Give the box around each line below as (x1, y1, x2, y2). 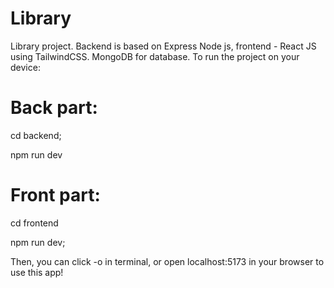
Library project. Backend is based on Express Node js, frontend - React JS (10, 40, 317, 52)
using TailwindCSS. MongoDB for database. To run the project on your (10, 50, 300, 62)
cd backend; (10, 129, 62, 141)
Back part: (10, 97, 98, 119)
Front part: (10, 184, 101, 207)
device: (10, 61, 41, 73)
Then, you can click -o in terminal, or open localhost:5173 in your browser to (10, 255, 325, 267)
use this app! (10, 266, 64, 278)
